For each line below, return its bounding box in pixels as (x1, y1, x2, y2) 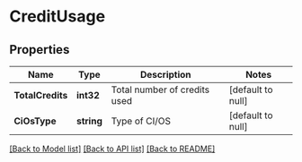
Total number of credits (111, 83, 209, 96)
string (75, 115, 103, 127)
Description (139, 69, 191, 81)
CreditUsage (9, 6, 106, 27)
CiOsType (13, 115, 57, 127)
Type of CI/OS (111, 115, 172, 127)
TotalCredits (13, 90, 68, 101)
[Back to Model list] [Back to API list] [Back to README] (9, 143, 216, 154)
